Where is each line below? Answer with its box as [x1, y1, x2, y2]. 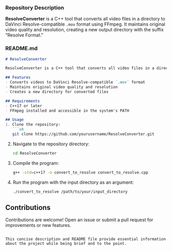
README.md [5, 45, 38, 52]
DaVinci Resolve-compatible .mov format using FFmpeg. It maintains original [5, 21, 165, 27]
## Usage [5, 117, 24, 122]
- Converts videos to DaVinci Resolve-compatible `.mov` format [5, 80, 145, 85]
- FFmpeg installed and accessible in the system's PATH [5, 108, 130, 113]
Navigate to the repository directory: [12, 140, 90, 147]
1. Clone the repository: [5, 122, 60, 127]
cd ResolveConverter [12, 151, 57, 156]
